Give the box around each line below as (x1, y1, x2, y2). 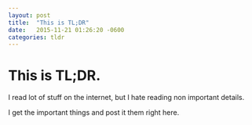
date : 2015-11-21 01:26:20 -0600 (8, 26, 125, 34)
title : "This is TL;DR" (8, 19, 89, 27)
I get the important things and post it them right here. (8, 108, 180, 117)
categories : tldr (8, 33, 65, 41)
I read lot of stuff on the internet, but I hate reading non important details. (8, 93, 245, 102)
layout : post (8, 11, 51, 20)
